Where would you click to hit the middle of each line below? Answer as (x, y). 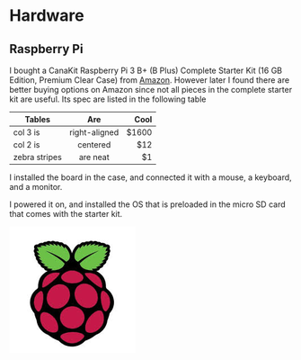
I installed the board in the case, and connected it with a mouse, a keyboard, (150, 177)
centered (94, 144)
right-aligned (94, 132)
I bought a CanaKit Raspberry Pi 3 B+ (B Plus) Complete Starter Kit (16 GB (146, 70)
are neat (94, 157)
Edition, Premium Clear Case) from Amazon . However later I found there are (150, 80)
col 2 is (27, 144)
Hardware (47, 16)
